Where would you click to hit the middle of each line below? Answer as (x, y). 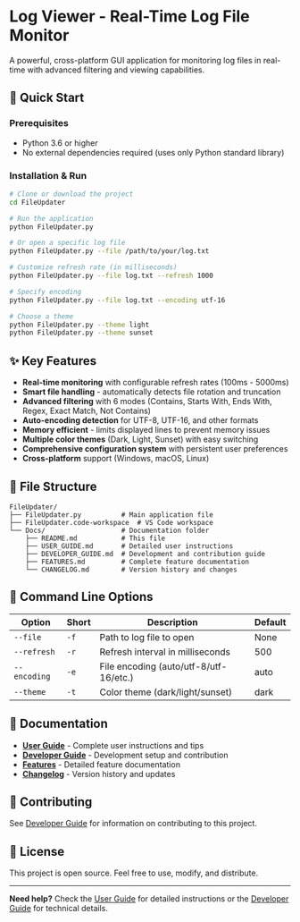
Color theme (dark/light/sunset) (166, 692)
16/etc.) (117, 677)
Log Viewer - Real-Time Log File (129, 17)
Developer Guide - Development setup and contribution (125, 755)
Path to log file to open (147, 637)
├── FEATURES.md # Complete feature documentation (137, 562)
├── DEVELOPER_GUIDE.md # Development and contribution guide (146, 554)
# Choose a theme (42, 316)
